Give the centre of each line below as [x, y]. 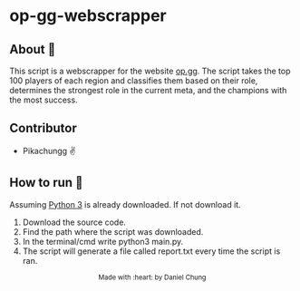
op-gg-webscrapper [88, 16]
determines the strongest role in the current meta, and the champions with [148, 90]
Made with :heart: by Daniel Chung [152, 277]
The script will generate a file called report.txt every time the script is [151, 251]
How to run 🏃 [46, 183]
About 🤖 [33, 49]
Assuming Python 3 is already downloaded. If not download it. [126, 204]
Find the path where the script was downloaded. [113, 231]
